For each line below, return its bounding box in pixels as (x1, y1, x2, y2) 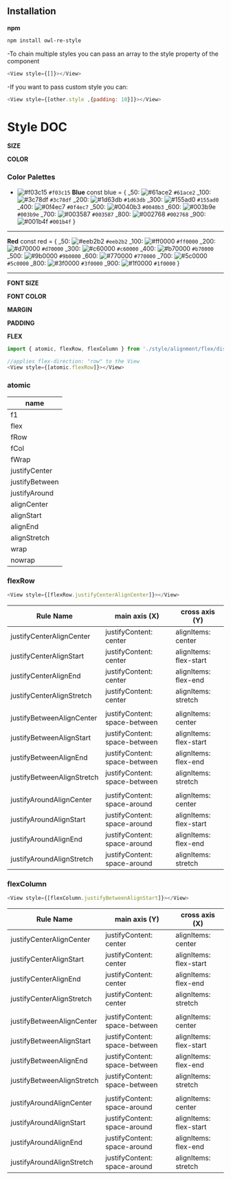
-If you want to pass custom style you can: (7, 83, 129, 91)
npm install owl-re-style (7, 37, 81, 44)
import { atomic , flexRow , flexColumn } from (7, 345, 140, 352)
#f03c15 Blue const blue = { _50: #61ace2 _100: (48, 188, 211, 196)
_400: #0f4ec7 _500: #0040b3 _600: (16, 202, 181, 211)
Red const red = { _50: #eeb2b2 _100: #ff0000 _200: (7, 237, 216, 245)
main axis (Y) (114, 914, 159, 924)
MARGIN (7, 305, 32, 314)
